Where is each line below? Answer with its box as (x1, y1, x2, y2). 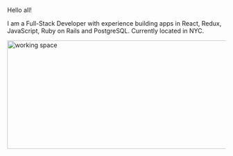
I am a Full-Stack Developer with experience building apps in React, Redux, (7, 19, 222, 27)
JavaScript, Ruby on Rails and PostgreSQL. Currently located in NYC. (7, 27, 205, 35)
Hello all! (7, 6, 33, 14)
